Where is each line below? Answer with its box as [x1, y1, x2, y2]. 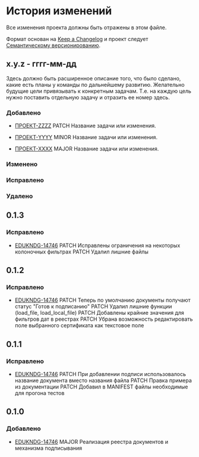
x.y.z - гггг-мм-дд [6, 59, 77, 69]
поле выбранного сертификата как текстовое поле [14, 322, 144, 329]
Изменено [6, 159, 38, 168]
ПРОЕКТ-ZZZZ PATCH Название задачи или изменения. [14, 122, 156, 129]
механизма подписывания [14, 445, 83, 452]
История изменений [6, 4, 112, 18]
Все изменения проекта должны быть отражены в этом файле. [6, 24, 167, 31]
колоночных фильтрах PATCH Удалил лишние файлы [14, 248, 149, 255]
